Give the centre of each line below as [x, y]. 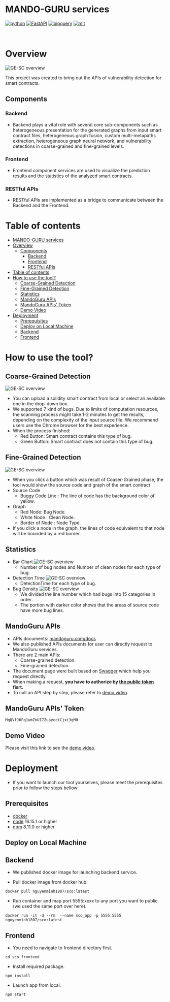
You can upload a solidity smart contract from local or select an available [89, 398]
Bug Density [25, 589]
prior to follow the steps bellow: [46, 788]
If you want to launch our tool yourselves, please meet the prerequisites [88, 783]
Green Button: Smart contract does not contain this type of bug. [87, 442]
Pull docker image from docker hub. [50, 882]
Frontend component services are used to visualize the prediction [81, 170]
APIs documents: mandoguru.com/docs [54, 638]
